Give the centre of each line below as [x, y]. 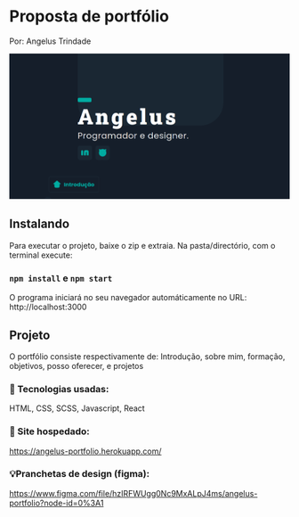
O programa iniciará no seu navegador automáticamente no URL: [128, 298]
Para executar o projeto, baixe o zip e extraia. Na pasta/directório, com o [142, 245]
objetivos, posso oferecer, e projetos [77, 365]
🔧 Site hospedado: [50, 431]
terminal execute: [41, 255]
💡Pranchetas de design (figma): [79, 474]
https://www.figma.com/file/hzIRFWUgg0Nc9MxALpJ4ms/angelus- [133, 493]
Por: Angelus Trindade [50, 41]
